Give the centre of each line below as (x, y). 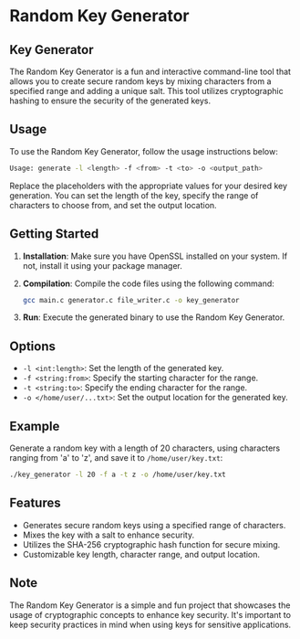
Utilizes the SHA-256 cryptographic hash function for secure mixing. (151, 544)
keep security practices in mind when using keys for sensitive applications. (150, 624)
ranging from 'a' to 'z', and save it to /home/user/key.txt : (116, 458)
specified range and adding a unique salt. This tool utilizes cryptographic (147, 91)
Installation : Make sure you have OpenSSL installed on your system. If (155, 256)
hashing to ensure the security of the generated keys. (110, 101)
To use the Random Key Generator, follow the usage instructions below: (144, 151)
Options (33, 346)
